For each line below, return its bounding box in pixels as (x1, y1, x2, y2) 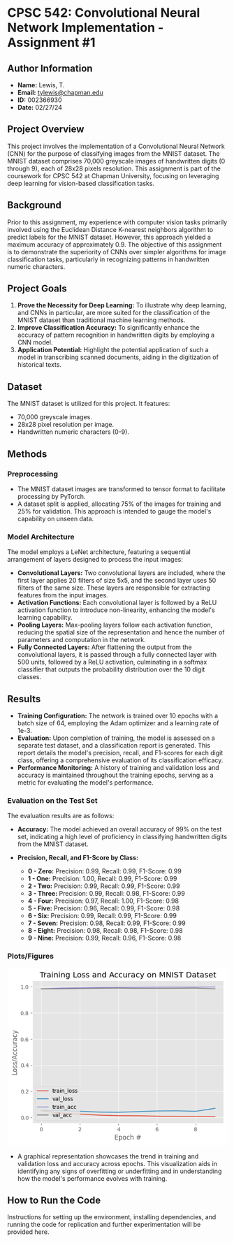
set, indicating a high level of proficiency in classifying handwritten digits (17, 833, 228, 841)
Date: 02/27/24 (17, 103, 63, 111)
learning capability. (17, 613, 73, 622)
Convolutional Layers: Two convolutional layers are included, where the (17, 569, 226, 577)
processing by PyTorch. (17, 492, 86, 500)
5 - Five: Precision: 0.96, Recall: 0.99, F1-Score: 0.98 (27, 904, 180, 913)
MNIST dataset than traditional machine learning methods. (17, 316, 186, 324)
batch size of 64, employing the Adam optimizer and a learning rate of (17, 719, 219, 727)
